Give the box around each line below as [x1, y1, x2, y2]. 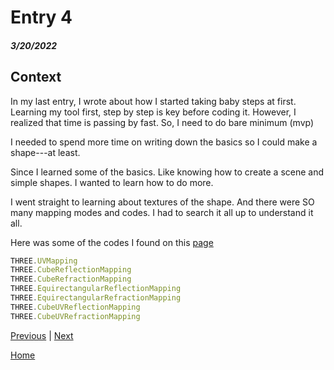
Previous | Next [10, 329, 74, 341]
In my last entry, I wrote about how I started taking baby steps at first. [10, 95, 297, 107]
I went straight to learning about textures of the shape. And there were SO [10, 196, 315, 208]
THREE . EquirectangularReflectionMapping [10, 284, 182, 294]
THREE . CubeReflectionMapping [10, 265, 132, 275]
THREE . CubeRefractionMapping [10, 274, 132, 285]
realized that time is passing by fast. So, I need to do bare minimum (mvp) [10, 116, 315, 128]
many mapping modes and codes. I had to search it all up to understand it [10, 206, 314, 218]
